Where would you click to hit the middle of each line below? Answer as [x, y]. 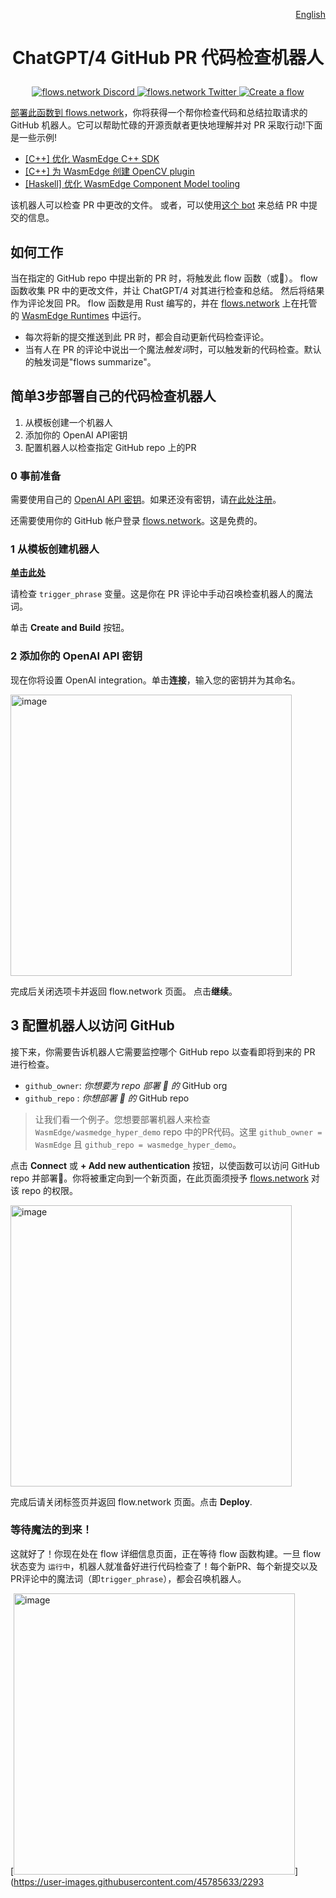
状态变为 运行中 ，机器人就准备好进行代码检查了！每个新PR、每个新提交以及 [164, 1566]
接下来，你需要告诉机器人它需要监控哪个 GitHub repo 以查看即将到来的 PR [163, 1051]
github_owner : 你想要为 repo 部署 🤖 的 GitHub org [126, 1085]
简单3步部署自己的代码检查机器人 [113, 396]
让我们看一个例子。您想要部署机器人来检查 [122, 1119]
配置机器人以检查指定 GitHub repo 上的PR [110, 447]
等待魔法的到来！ [51, 1530]
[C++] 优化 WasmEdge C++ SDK [92, 159]
